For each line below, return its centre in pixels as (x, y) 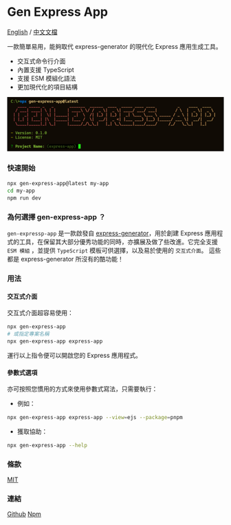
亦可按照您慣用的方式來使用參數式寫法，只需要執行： (82, 389)
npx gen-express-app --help (47, 445)
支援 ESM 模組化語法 (46, 78)
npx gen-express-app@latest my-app (58, 184)
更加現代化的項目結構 (47, 87)
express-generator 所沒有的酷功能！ (72, 259)
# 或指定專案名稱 (28, 334)
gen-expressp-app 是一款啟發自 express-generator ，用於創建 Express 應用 (112, 233)
